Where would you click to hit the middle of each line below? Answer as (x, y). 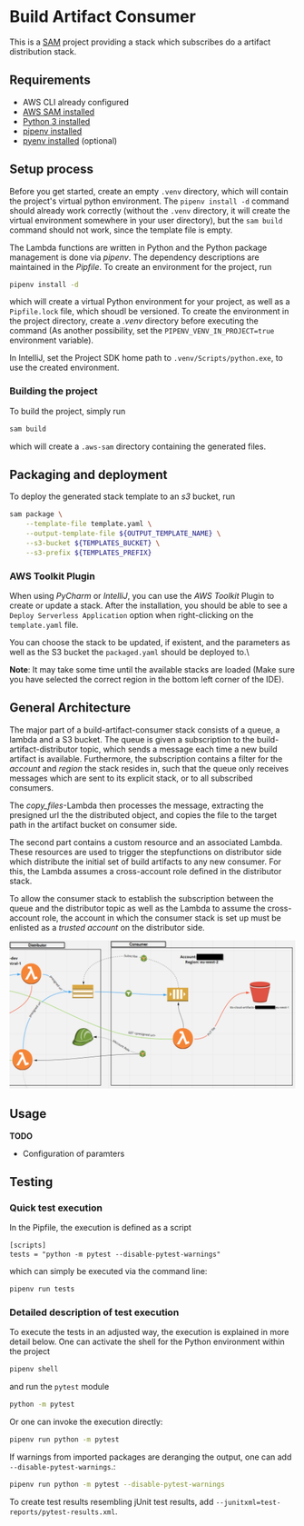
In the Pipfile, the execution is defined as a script (101, 1228)
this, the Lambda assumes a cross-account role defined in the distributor (146, 871)
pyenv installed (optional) (70, 140)
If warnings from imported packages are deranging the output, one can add (151, 1457)
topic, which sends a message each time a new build (179, 749)
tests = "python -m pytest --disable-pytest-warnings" (115, 1255)
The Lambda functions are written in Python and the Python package (138, 247)
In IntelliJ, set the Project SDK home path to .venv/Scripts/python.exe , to (146, 358)
